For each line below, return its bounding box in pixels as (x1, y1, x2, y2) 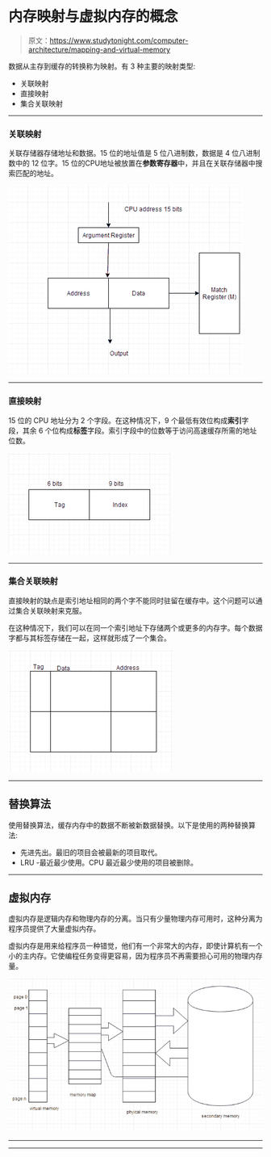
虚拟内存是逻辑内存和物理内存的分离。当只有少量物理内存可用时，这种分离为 (8, 914, 263, 924)
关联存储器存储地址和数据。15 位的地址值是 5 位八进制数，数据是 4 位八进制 (8, 149, 261, 158)
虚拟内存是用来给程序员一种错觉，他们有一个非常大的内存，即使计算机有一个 (8, 941, 263, 951)
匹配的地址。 (15, 169, 58, 178)
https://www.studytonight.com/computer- (49, 36, 189, 45)
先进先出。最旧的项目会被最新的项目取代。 (19, 847, 162, 857)
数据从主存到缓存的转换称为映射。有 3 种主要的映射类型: (8, 61, 196, 71)
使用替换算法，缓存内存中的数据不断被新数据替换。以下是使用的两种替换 (8, 820, 248, 830)
